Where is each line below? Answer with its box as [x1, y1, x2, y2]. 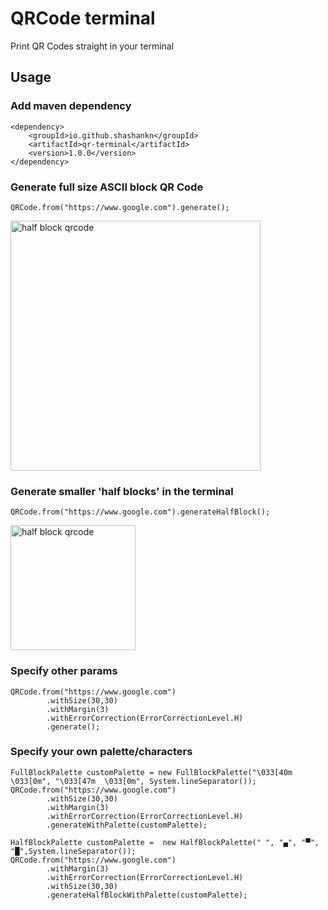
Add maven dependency [10, 99, 132, 113]
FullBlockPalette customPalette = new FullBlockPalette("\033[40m [10, 767, 293, 777]
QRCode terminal [10, 7, 156, 30]
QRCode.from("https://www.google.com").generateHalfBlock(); [10, 507, 271, 517]
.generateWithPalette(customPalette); [46, 820, 208, 830]
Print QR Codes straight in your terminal [10, 40, 175, 52]
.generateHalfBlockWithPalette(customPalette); [46, 890, 248, 900]
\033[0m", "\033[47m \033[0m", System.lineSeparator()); [10, 776, 257, 786]
